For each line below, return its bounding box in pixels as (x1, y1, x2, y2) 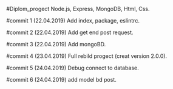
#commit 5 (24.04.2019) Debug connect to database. (6, 64, 139, 71)
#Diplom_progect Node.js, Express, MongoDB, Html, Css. (6, 5, 150, 12)
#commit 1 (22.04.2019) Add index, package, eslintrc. (6, 17, 140, 24)
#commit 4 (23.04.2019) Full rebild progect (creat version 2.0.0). (6, 52, 168, 60)
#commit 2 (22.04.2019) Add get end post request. (6, 29, 134, 36)
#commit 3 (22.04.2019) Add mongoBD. (6, 41, 106, 48)
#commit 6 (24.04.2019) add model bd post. (6, 76, 117, 83)
